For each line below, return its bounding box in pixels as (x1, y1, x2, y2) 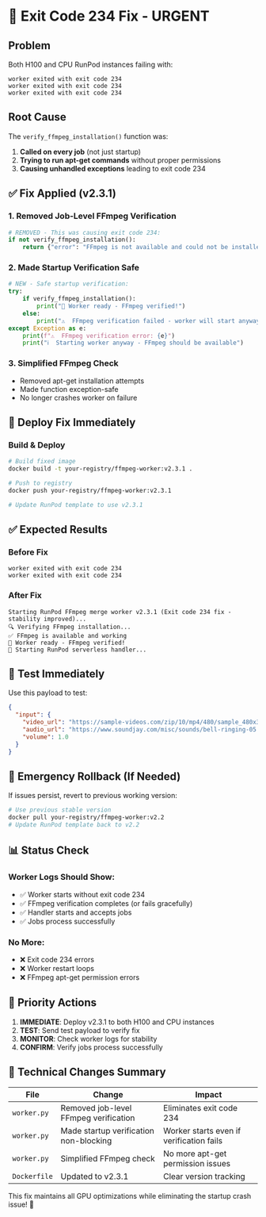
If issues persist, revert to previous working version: (8, 791, 178, 800)
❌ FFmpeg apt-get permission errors (19, 973, 140, 982)
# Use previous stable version (8, 806, 112, 814)
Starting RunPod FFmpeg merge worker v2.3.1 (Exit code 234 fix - (8, 608, 232, 616)
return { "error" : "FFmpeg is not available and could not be (22, 244, 228, 251)
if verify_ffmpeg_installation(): (22, 295, 136, 303)
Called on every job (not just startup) (19, 147, 141, 156)
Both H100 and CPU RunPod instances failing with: (8, 60, 173, 69)
